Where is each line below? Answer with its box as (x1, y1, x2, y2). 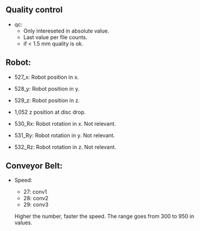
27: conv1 (23, 188, 47, 196)
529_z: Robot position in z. (14, 96, 80, 104)
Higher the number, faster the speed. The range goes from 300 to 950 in (14, 213, 195, 220)
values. (14, 219, 32, 226)
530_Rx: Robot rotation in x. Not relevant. (14, 120, 117, 127)
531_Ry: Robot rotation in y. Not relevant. (14, 132, 115, 139)
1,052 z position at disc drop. (14, 108, 86, 115)
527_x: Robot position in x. (14, 73, 79, 81)
